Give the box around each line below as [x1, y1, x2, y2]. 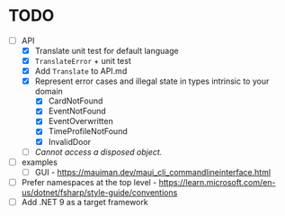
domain [34, 86, 64, 97]
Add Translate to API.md [34, 66, 128, 76]
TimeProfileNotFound [48, 126, 128, 137]
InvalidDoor [48, 136, 92, 147]
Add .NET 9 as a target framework [21, 196, 149, 207]
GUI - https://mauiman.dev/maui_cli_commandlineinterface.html [34, 166, 272, 177]
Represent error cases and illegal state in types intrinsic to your [34, 76, 270, 86]
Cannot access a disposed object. [34, 146, 163, 157]
